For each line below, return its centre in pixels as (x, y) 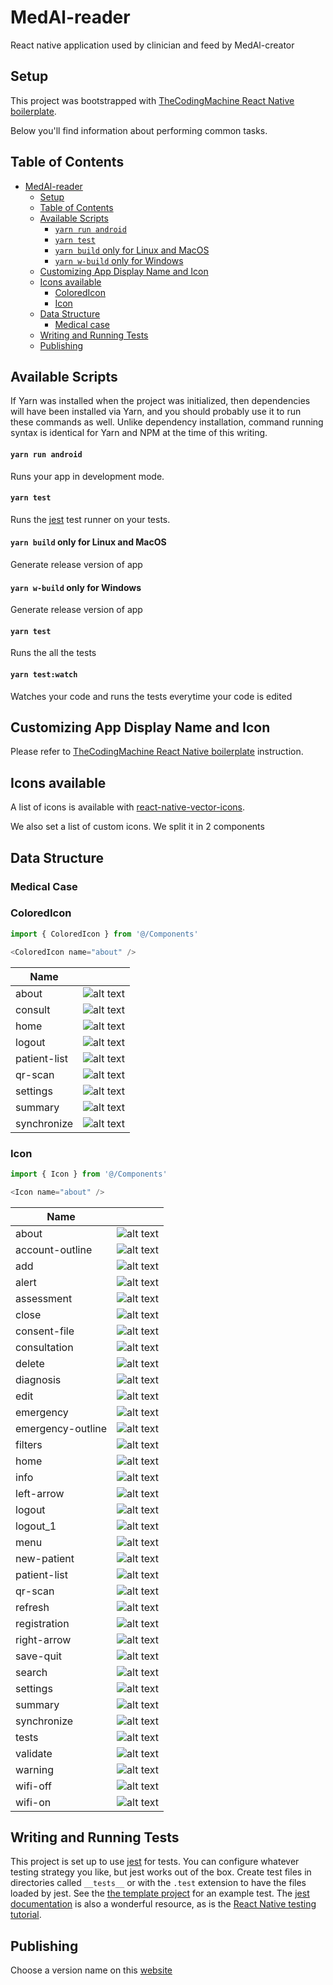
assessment (44, 1298)
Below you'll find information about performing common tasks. (139, 130)
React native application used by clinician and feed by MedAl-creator (152, 45)
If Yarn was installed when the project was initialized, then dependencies (160, 401)
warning (34, 1769)
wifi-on (33, 1802)
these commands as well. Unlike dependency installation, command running (167, 422)
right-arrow (43, 1639)
